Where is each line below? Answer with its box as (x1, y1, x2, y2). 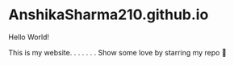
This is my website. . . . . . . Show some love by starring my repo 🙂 (8, 47, 228, 57)
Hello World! (8, 32, 50, 42)
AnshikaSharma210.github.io (8, 6, 209, 24)
